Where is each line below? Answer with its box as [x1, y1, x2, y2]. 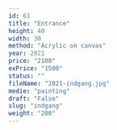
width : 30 [8, 34, 42, 43]
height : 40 [8, 27, 45, 35]
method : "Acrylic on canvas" [8, 42, 107, 50]
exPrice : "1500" [8, 65, 63, 73]
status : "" [8, 72, 45, 80]
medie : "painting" [8, 86, 70, 95]
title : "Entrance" [8, 19, 70, 27]
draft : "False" [8, 94, 60, 103]
